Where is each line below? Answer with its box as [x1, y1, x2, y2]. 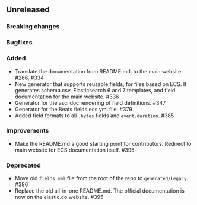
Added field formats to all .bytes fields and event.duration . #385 [14, 112, 174, 119]
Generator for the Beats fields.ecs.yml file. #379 [14, 105, 132, 113]
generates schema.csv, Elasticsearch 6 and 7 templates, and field [14, 87, 176, 94]
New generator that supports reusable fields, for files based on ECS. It [14, 80, 187, 88]
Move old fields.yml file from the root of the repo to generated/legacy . [14, 175, 189, 182]
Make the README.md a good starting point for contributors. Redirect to [14, 140, 192, 147]
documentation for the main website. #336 [14, 93, 120, 100]
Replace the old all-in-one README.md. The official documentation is [14, 187, 185, 194]
